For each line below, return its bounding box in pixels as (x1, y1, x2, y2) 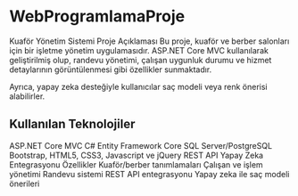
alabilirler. (9, 91, 46, 102)
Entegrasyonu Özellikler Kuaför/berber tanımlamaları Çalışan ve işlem (9, 159, 263, 170)
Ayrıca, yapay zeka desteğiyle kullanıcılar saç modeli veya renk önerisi (9, 81, 268, 92)
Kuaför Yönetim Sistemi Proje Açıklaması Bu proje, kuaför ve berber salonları (9, 36, 290, 46)
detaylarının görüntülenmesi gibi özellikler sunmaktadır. (9, 64, 212, 75)
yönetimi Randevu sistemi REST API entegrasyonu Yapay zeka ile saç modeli (9, 168, 290, 179)
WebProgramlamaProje (9, 6, 186, 27)
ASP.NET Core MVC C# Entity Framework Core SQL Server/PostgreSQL (9, 140, 273, 151)
